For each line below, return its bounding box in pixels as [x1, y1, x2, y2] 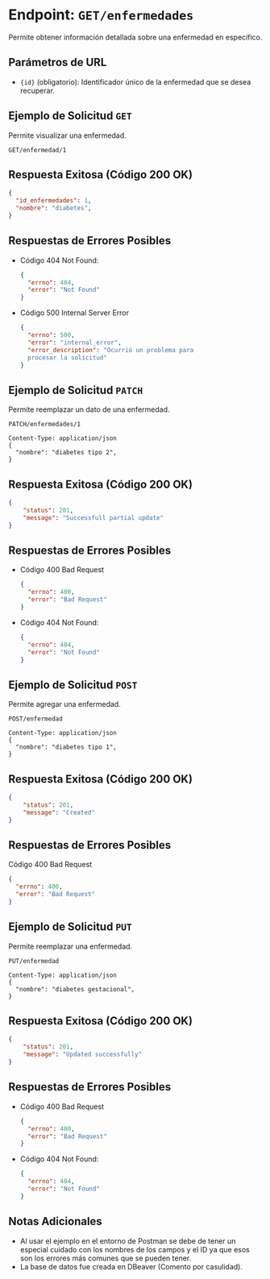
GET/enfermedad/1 [8, 146, 67, 154]
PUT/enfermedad [8, 957, 60, 965]
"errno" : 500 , [27, 331, 75, 339]
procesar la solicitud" [27, 353, 107, 362]
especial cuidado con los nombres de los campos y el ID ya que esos [19, 1244, 250, 1254]
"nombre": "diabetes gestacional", [15, 985, 135, 993]
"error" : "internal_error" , [27, 338, 123, 347]
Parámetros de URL [8, 56, 107, 69]
